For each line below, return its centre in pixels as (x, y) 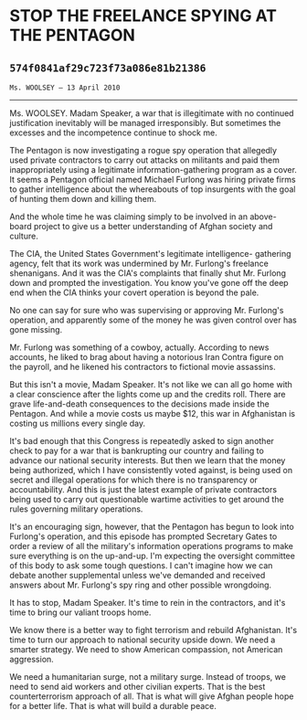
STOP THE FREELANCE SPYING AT (143, 16)
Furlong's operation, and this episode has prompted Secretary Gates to (143, 536)
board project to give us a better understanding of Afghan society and (141, 226)
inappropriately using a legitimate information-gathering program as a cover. (153, 169)
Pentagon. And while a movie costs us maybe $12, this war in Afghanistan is (152, 413)
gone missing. (36, 329)
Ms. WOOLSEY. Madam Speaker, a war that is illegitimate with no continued (152, 113)
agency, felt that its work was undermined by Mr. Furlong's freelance (139, 263)
